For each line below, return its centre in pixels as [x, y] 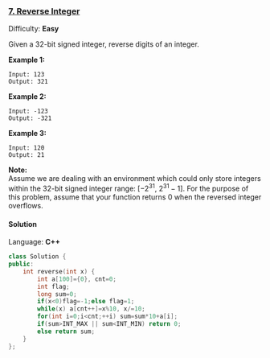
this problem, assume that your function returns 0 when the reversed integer [135, 197]
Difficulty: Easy [34, 29]
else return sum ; [66, 331]
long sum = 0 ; [57, 294]
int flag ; [53, 286]
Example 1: [27, 60]
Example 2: [27, 97]
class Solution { [37, 257]
